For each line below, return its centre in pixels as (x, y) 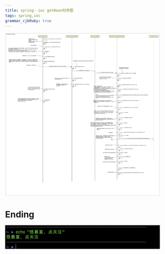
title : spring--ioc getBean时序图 (39, 10)
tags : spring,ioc (23, 16)
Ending (20, 214)
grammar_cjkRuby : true (28, 21)
